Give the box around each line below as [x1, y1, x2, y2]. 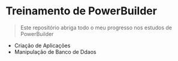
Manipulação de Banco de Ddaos [14, 48, 96, 55]
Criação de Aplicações [14, 42, 71, 49]
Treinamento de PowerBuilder [5, 4, 157, 18]
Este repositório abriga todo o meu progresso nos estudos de [20, 24, 172, 31]
